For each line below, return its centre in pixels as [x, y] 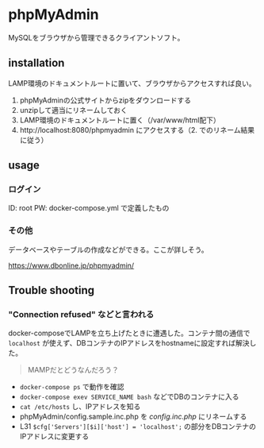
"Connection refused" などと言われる [81, 315]
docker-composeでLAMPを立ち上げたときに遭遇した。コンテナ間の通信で [129, 333]
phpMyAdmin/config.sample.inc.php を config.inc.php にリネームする [133, 417]
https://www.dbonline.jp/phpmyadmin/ [71, 265]
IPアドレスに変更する [54, 436]
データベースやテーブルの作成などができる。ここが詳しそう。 [108, 249]
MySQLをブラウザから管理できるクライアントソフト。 [96, 37]
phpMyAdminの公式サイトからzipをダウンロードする [105, 100]
